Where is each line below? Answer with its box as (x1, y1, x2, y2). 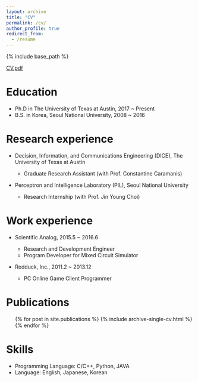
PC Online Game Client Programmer (23, 275, 112, 282)
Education (6, 85, 58, 99)
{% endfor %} (14, 322, 49, 329)
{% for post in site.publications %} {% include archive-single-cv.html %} (14, 315, 193, 322)
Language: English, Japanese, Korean (14, 368, 108, 376)
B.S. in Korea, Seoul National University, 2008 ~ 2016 (14, 111, 146, 118)
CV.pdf (6, 64, 23, 72)
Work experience (6, 214, 93, 227)
